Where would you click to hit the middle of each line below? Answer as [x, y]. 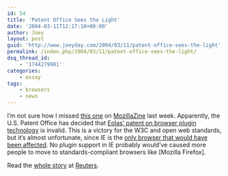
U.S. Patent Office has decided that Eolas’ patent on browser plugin [102, 123]
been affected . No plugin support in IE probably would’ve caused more [106, 145]
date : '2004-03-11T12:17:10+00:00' [58, 26]
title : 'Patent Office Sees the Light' [64, 20]
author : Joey [26, 33]
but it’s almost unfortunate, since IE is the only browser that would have [108, 137]
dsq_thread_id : [29, 58]
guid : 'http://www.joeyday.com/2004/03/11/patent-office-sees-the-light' [114, 45]
